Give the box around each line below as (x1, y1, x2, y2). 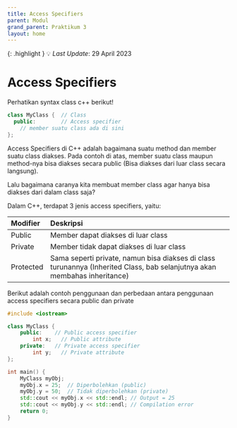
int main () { (7, 368, 46, 375)
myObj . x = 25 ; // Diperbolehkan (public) (20, 381, 147, 388)
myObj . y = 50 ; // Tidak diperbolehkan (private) (20, 388, 169, 396)
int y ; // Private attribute (32, 349, 125, 357)
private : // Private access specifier (20, 343, 140, 350)
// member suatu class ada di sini (20, 124, 125, 131)
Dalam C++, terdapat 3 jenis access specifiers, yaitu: (7, 201, 161, 210)
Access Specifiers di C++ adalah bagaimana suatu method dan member (7, 144, 217, 153)
